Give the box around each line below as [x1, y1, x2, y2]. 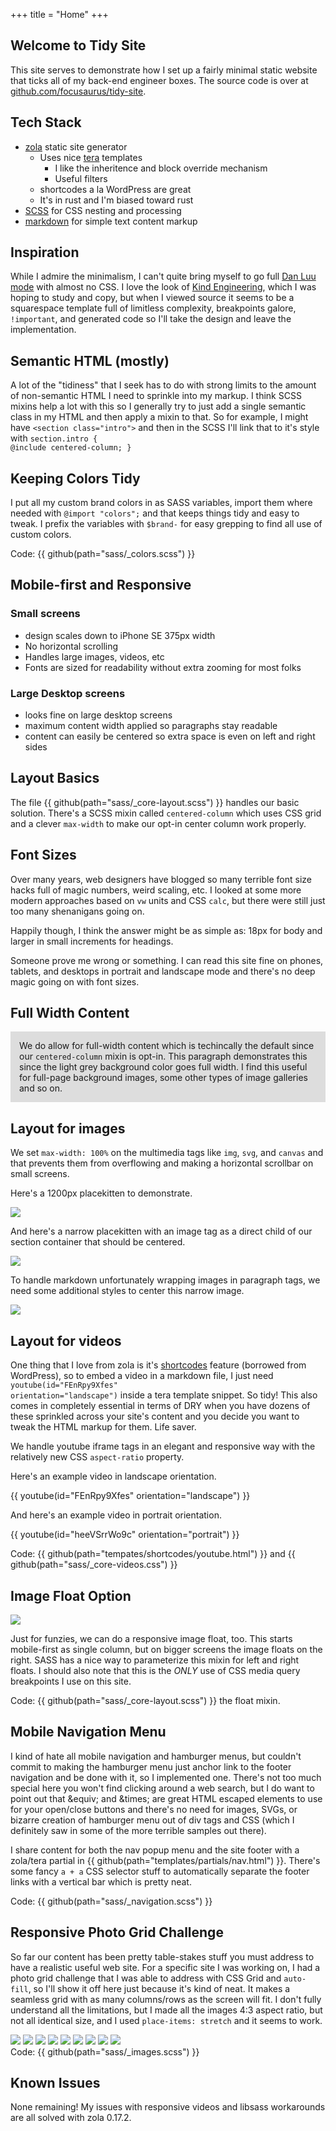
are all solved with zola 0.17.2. [10, 2112, 132, 2124]
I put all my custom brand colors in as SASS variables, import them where [10, 497, 313, 509]
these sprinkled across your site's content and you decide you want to [10, 1410, 300, 1423]
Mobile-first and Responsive [10, 577, 192, 594]
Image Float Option [10, 1587, 132, 1604]
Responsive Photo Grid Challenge [10, 1924, 224, 1941]
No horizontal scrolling [24, 640, 119, 652]
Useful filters [54, 172, 108, 184]
